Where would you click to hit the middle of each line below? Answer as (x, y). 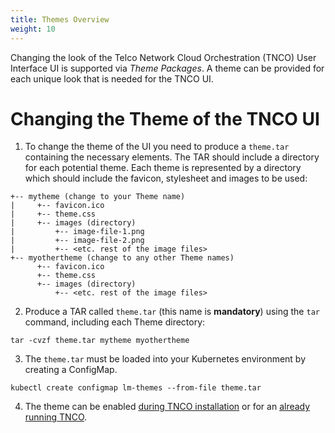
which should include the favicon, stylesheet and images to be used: (166, 178)
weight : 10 (33, 29)
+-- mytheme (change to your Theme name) (98, 197)
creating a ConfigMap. (71, 370)
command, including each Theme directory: (115, 322)
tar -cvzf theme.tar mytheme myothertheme (100, 341)
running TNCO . (56, 417)
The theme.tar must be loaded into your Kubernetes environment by (165, 359)
